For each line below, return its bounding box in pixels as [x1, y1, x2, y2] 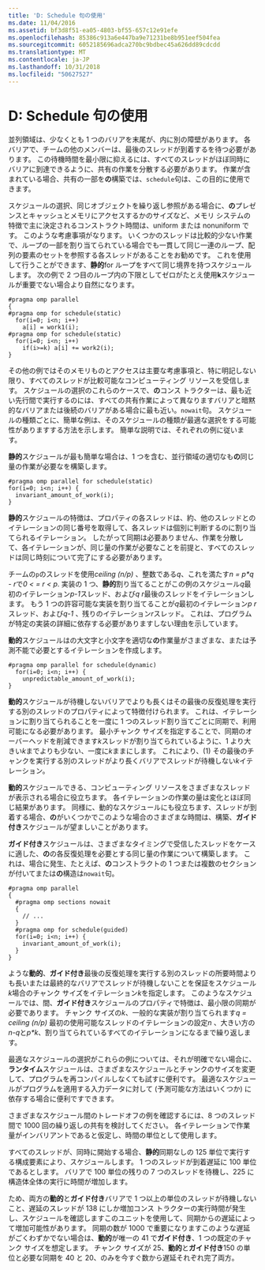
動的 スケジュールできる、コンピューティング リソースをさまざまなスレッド [8, 782, 251, 792]
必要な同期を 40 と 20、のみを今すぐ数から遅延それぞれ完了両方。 [21, 1253, 239, 1262]
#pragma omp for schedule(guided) [15, 925, 129, 933]
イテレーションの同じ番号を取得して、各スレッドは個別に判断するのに [8, 522, 236, 532]
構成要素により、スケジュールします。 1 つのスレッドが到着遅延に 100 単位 [14, 1157, 257, 1166]
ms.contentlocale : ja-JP [8, 56, 90, 64]
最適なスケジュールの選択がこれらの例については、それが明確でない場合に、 [8, 1054, 256, 1064]
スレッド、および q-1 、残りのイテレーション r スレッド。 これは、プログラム [8, 609, 252, 618]
